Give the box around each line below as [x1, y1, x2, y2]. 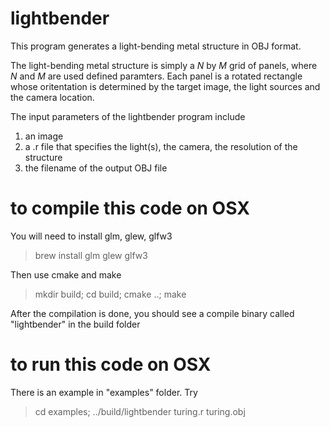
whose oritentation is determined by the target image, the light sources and [10, 80, 321, 92]
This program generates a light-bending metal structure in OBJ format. [10, 40, 302, 52]
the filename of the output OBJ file [24, 162, 168, 174]
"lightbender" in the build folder [10, 318, 141, 330]
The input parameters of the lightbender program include [10, 110, 246, 122]
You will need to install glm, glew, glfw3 [10, 230, 173, 242]
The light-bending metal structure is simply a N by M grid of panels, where [10, 59, 318, 71]
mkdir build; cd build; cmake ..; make [34, 288, 187, 300]
